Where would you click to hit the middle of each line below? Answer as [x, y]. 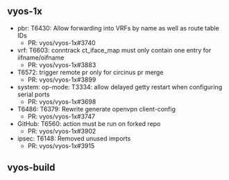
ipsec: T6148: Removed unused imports [74, 138]
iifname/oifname [41, 57]
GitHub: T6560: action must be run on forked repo [89, 123]
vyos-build [31, 168]
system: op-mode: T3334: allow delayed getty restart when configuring [120, 87]
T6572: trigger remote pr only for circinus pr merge [90, 72]
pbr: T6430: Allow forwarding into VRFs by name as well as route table [118, 28]
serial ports [33, 94]
